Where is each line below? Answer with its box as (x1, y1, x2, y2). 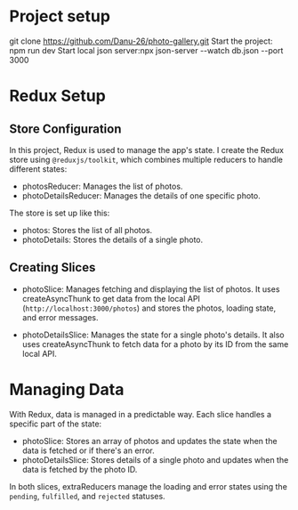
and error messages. (21, 312, 99, 322)
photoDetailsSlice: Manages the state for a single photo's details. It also (21, 329, 285, 340)
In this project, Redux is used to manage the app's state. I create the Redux (9, 144, 285, 155)
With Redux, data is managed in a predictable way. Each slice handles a (9, 409, 272, 419)
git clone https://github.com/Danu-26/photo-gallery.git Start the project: (9, 36, 273, 46)
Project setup (9, 6, 111, 27)
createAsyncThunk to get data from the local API (21, 293, 200, 304)
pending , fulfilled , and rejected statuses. (9, 490, 166, 501)
